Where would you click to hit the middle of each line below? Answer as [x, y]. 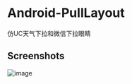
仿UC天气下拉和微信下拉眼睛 [49, 33]
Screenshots [36, 56]
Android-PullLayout [66, 13]
